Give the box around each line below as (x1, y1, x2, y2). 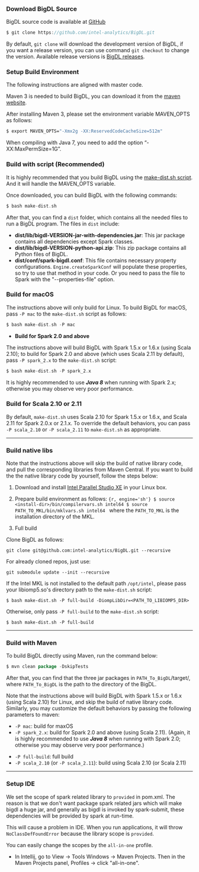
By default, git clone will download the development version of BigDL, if (6, 40, 184, 47)
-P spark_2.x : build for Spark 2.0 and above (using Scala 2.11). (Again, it (14, 729, 191, 736)
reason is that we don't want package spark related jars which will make (6, 800, 182, 807)
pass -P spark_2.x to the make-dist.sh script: (6, 357, 117, 364)
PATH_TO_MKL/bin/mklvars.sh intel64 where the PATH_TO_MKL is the (14, 507, 179, 514)
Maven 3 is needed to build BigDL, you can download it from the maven (6, 93, 181, 100)
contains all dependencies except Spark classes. (14, 238, 134, 245)
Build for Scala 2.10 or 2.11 (6, 400, 82, 408)
